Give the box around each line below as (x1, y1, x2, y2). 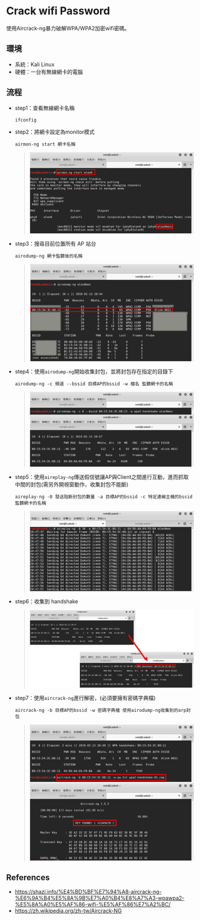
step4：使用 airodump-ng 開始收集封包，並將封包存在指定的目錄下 (14, 368, 174, 375)
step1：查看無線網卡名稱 (14, 104, 75, 111)
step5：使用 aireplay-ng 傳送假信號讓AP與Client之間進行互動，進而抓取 (14, 473, 189, 481)
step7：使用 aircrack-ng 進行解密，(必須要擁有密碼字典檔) (14, 694, 156, 701)
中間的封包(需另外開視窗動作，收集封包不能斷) (14, 481, 129, 488)
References (6, 872, 50, 882)
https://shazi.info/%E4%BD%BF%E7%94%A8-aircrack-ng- (14, 888, 162, 896)
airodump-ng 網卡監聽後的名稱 (14, 253, 83, 259)
